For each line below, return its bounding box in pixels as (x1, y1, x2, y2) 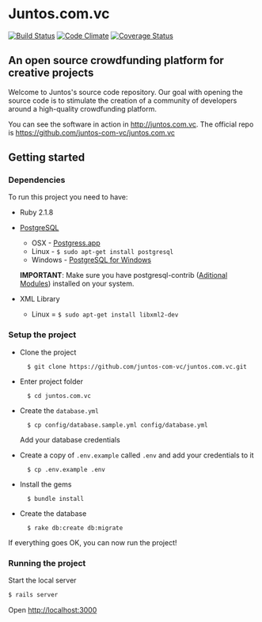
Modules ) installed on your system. (19, 279, 135, 289)
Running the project (8, 557, 86, 568)
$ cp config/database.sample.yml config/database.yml (27, 421, 208, 429)
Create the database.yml (19, 405, 99, 415)
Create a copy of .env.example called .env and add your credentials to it (19, 450, 255, 460)
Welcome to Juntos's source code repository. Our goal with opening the (8, 87, 243, 97)
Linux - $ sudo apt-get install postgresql (31, 247, 174, 256)
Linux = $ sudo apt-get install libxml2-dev (31, 309, 179, 319)
